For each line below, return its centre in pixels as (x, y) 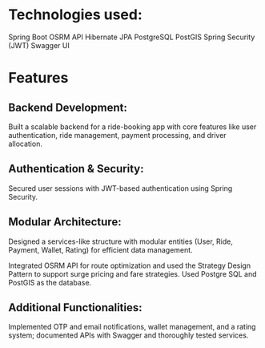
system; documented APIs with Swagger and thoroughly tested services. (128, 335)
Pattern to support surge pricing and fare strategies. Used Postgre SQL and (132, 273)
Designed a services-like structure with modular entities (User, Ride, (121, 241)
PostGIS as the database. (50, 282)
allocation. (25, 144)
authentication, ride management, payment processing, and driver (117, 135)
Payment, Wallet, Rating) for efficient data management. (101, 249)
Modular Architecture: (65, 222)
